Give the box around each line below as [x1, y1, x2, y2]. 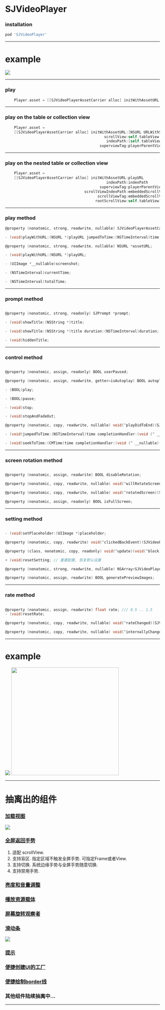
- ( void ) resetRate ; [5, 612, 45, 617]
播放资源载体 [5, 896, 36, 903]
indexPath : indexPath [106, 180, 148, 185]
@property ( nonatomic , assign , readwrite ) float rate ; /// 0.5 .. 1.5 [5, 607, 153, 612]
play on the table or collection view [5, 114, 90, 121]
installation [5, 21, 33, 28]
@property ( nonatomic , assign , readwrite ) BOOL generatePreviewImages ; [5, 575, 155, 580]
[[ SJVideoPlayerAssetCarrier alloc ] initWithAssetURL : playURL [14, 175, 144, 180]
